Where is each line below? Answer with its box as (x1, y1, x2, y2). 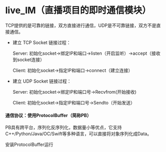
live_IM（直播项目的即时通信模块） (5, 5, 151, 16)
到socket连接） (12, 56, 45, 62)
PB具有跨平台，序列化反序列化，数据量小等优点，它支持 (5, 125, 122, 131)
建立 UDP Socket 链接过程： (12, 78, 72, 84)
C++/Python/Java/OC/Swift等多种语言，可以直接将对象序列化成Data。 (5, 131, 152, 137)
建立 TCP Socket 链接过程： (12, 39, 71, 46)
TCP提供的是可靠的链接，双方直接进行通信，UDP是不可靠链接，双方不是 (5, 22, 157, 28)
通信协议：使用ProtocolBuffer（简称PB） (5, 112, 92, 118)
